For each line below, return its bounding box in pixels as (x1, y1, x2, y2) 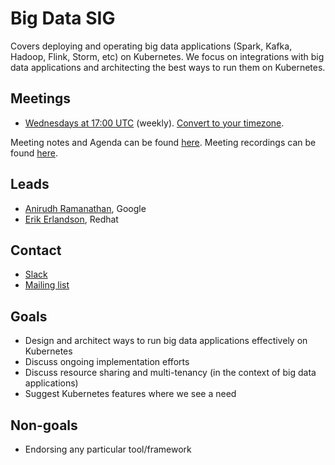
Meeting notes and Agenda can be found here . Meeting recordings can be (10, 136, 317, 148)
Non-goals (10, 417, 78, 434)
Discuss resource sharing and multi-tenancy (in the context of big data (24, 367, 317, 379)
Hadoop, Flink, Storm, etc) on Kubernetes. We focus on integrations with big (10, 50, 325, 62)
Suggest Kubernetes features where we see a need (24, 388, 237, 400)
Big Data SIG (10, 7, 116, 30)
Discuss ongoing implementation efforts (24, 356, 190, 368)
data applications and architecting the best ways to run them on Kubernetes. (10, 61, 326, 73)
